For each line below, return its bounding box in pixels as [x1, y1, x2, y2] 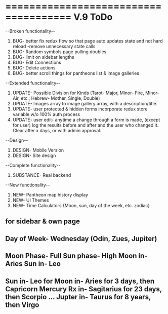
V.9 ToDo [73, 11, 113, 23]
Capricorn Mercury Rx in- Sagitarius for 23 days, [5, 285, 162, 293]
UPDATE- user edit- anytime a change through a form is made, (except [12, 116, 160, 123]
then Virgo [5, 300, 39, 309]
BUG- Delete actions [12, 64, 56, 71]
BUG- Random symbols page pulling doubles [12, 49, 107, 55]
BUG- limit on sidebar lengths [12, 54, 74, 60]
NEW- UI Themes [12, 197, 49, 203]
